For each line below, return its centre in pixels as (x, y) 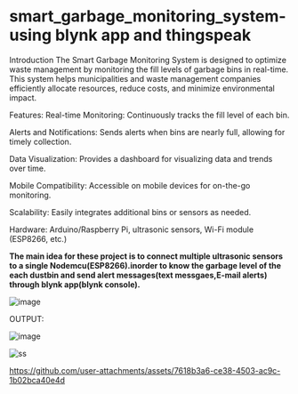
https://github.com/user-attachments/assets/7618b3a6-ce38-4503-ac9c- (145, 370)
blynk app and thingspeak (153, 35)
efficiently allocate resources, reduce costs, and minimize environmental (142, 88)
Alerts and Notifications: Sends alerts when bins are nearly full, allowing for (147, 132)
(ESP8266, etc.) (38, 238)
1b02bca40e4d (37, 380)
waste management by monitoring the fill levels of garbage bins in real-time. (149, 69)
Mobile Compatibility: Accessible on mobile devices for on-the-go (130, 185)
